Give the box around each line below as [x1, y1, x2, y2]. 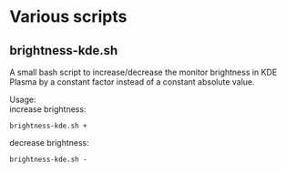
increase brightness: [9, 104, 87, 115]
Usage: [9, 94, 36, 105]
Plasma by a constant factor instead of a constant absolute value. [9, 76, 255, 87]
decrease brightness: [9, 137, 89, 148]
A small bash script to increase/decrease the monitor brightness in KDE [9, 66, 278, 77]
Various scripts [9, 6, 128, 27]
